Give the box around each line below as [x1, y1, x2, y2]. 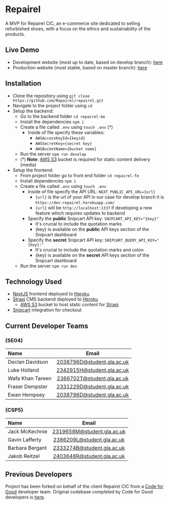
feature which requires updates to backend [35, 210, 125, 216]
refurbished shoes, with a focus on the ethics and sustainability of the [5, 25, 151, 31]
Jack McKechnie [8, 428, 48, 435]
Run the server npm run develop [20, 151, 87, 157]
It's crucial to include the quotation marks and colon [35, 246, 144, 252]
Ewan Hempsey [8, 391, 45, 398]
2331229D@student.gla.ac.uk [56, 383, 129, 390]
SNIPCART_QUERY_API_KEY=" [104, 238, 159, 243]
